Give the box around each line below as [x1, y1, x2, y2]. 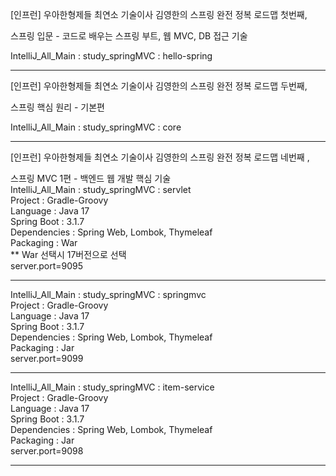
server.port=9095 [10, 260, 84, 272]
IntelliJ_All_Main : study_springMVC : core [10, 121, 182, 133]
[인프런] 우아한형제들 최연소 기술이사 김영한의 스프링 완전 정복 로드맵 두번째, [10, 80, 308, 92]
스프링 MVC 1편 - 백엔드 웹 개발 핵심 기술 [10, 173, 172, 184]
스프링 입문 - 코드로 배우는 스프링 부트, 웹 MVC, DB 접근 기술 [10, 30, 248, 42]
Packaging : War [10, 237, 78, 248]
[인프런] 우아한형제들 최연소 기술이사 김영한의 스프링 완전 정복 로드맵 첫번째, [10, 9, 308, 20]
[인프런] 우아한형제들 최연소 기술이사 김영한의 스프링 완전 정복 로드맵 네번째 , [10, 151, 310, 163]
